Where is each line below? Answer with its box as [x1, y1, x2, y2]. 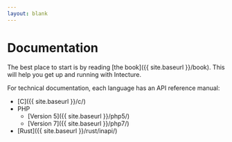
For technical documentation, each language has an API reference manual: [7, 84, 220, 92]
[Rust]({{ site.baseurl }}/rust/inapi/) [17, 126, 118, 135]
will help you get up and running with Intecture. [7, 70, 142, 78]
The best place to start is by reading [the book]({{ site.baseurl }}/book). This [7, 63, 225, 71]
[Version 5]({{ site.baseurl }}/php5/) [27, 112, 130, 120]
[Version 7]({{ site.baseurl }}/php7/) [27, 119, 130, 127]
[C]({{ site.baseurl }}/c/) [17, 97, 86, 105]
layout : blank [7, 10, 48, 17]
